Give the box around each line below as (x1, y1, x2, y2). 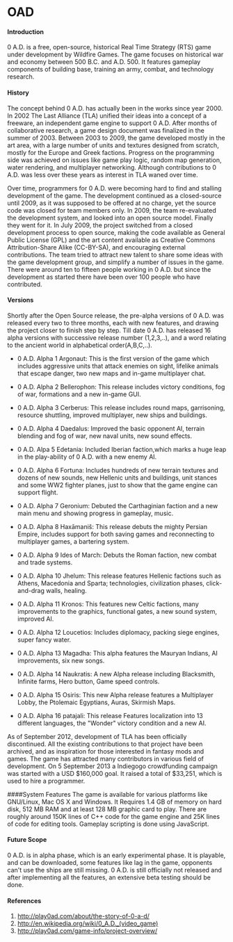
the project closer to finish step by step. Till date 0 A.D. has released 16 (7, 326, 211, 334)
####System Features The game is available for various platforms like (7, 790, 208, 798)
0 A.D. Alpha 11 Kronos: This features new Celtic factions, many (17, 599, 200, 608)
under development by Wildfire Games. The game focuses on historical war (7, 50, 224, 59)
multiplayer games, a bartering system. (17, 537, 130, 546)
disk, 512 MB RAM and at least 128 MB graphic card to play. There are (7, 804, 207, 813)
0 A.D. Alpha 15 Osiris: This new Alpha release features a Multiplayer (17, 690, 214, 699)
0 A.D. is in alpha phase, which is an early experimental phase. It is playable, (7, 851, 226, 859)
